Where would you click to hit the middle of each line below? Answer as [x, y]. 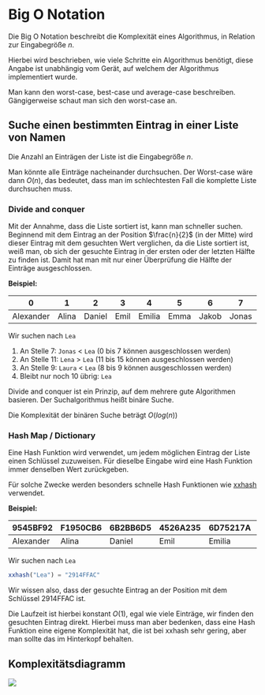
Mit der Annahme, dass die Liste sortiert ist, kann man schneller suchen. [125, 226]
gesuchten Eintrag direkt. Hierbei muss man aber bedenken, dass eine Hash [132, 622]
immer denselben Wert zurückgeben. [69, 469]
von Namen [37, 138]
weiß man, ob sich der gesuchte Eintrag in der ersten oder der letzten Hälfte [132, 252]
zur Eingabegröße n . [41, 44]
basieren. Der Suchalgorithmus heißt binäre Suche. [91, 400]
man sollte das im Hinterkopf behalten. [71, 639]
